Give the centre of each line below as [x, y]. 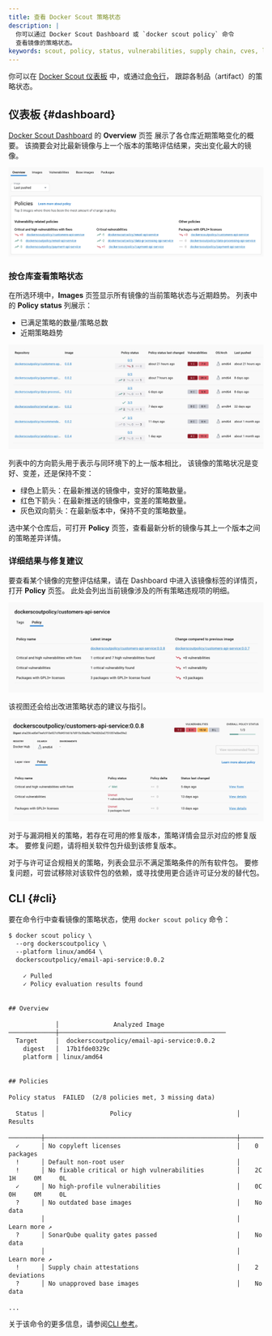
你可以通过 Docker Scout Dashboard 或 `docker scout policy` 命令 [125, 34]
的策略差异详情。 [37, 538]
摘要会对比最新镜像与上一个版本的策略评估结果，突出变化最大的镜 [141, 145]
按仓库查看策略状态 [46, 276]
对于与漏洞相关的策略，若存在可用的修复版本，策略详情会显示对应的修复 [129, 836]
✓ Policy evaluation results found [83, 984]
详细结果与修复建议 [46, 561]
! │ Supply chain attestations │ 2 [137, 1267]
